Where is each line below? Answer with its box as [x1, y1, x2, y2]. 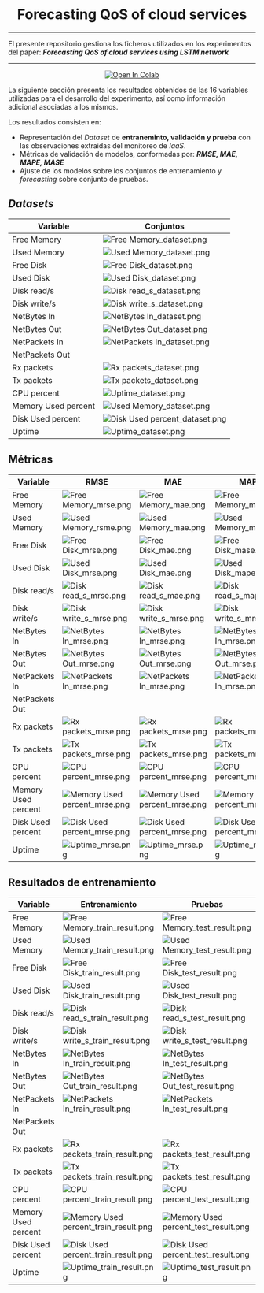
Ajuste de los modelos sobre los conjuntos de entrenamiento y [19, 165, 222, 175]
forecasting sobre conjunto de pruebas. [19, 174, 148, 184]
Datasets [8, 197, 54, 210]
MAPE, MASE [19, 158, 64, 167]
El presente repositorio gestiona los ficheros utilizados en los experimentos [8, 39, 251, 48]
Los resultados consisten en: [8, 117, 102, 127]
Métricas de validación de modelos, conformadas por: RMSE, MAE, [19, 149, 238, 158]
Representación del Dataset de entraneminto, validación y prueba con [19, 132, 251, 142]
